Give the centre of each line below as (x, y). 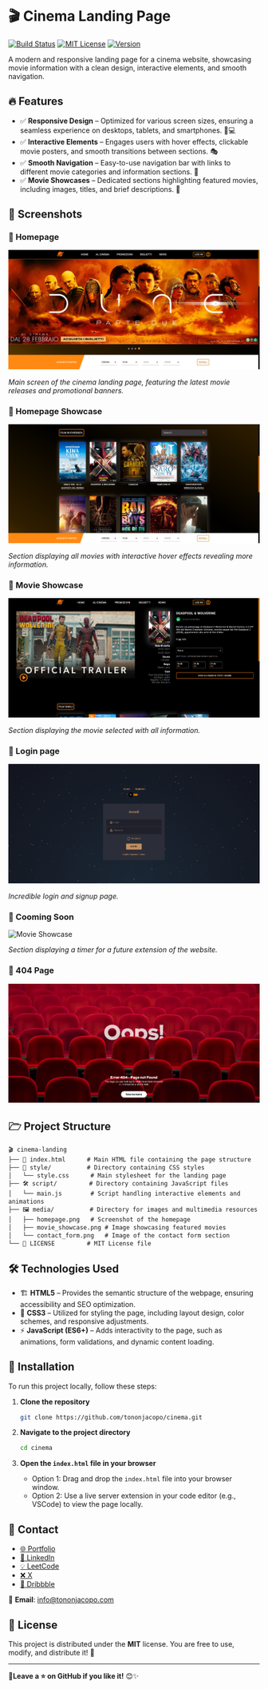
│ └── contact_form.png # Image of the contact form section (119, 1235)
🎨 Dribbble (37, 1584)
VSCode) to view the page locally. (87, 1504)
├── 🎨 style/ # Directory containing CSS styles (106, 1167)
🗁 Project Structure (60, 1126)
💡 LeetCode (39, 1566)
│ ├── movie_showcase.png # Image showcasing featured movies (117, 1227)
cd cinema (36, 1448)
